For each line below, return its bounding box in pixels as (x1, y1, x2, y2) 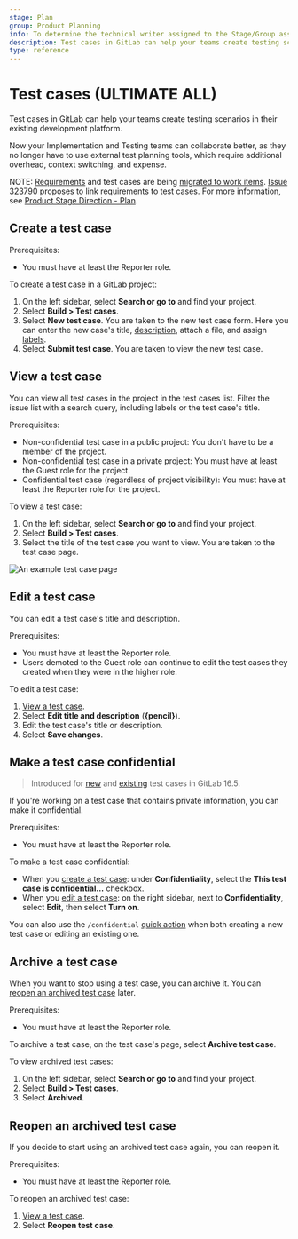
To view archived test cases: (9, 1056, 114, 1067)
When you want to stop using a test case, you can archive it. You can (9, 978, 262, 989)
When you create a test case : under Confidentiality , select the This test (21, 874, 286, 885)
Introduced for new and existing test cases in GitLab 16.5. (30, 778, 241, 789)
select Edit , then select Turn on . (21, 902, 140, 913)
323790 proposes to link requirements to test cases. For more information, (9, 186, 281, 196)
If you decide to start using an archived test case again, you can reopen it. (9, 1141, 281, 1152)
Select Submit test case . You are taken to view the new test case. (21, 343, 263, 353)
